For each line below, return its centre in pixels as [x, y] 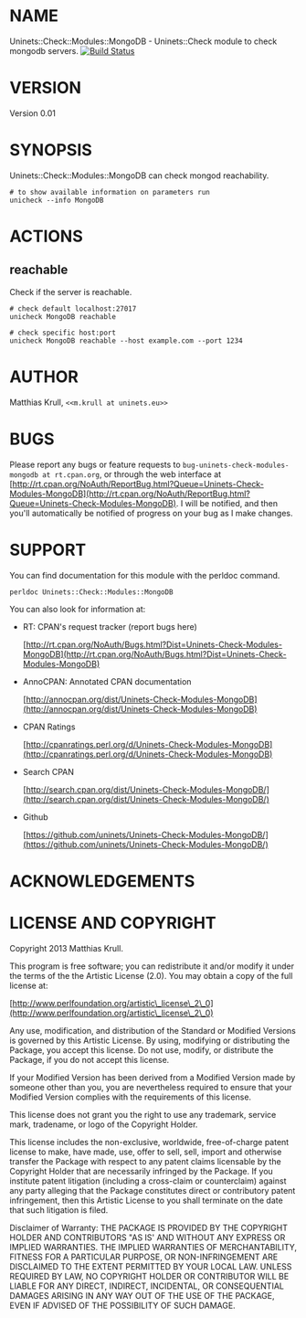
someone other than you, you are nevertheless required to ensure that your [151, 1087]
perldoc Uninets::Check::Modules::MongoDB [91, 592]
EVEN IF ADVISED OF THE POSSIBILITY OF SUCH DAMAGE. [122, 1305]
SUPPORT [48, 550]
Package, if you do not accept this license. [90, 1059]
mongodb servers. [44, 50]
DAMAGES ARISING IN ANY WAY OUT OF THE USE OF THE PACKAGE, [142, 1295]
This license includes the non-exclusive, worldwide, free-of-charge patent [149, 1142]
